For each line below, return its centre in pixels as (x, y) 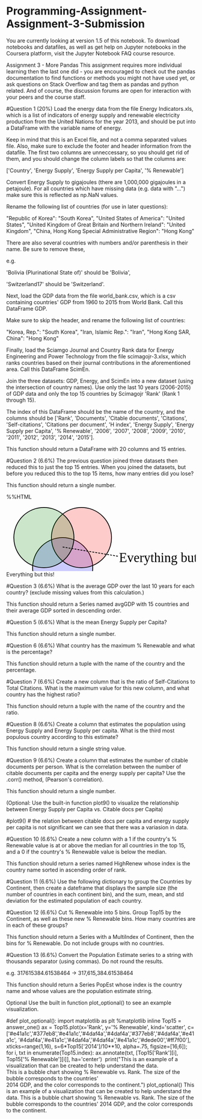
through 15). (21, 400)
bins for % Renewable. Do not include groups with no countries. (85, 943)
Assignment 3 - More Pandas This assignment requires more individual (94, 65)
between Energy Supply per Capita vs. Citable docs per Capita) (85, 809)
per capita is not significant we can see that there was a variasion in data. (97, 827)
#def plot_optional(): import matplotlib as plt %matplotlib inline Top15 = (94, 1021)
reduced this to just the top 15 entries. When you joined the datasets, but (96, 467)
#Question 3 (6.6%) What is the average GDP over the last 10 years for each (100, 586)
